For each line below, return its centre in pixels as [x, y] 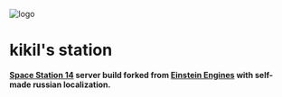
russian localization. [72, 84]
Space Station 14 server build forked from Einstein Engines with [132, 75]
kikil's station [61, 50]
